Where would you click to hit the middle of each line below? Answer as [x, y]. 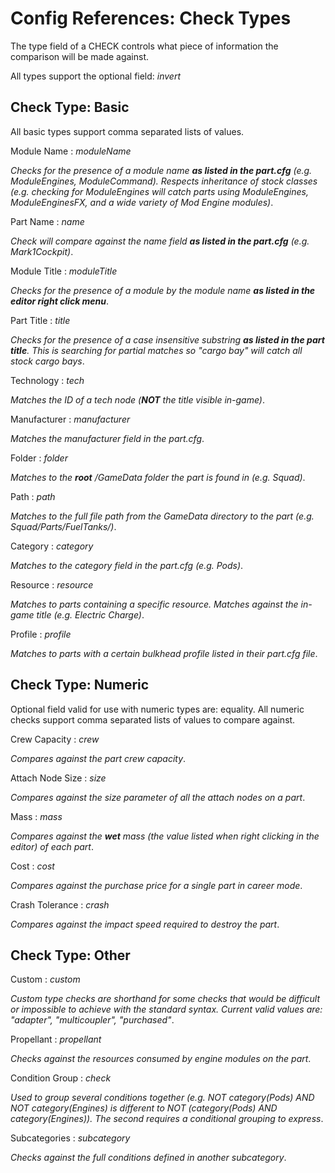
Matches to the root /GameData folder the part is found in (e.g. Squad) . [158, 477]
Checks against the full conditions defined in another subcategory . [148, 1158]
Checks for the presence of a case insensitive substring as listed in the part [167, 339]
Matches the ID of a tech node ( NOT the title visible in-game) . [138, 399]
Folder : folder [39, 458]
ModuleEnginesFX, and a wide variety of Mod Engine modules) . [142, 202]
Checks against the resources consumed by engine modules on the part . [161, 1059]
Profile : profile [41, 634]
